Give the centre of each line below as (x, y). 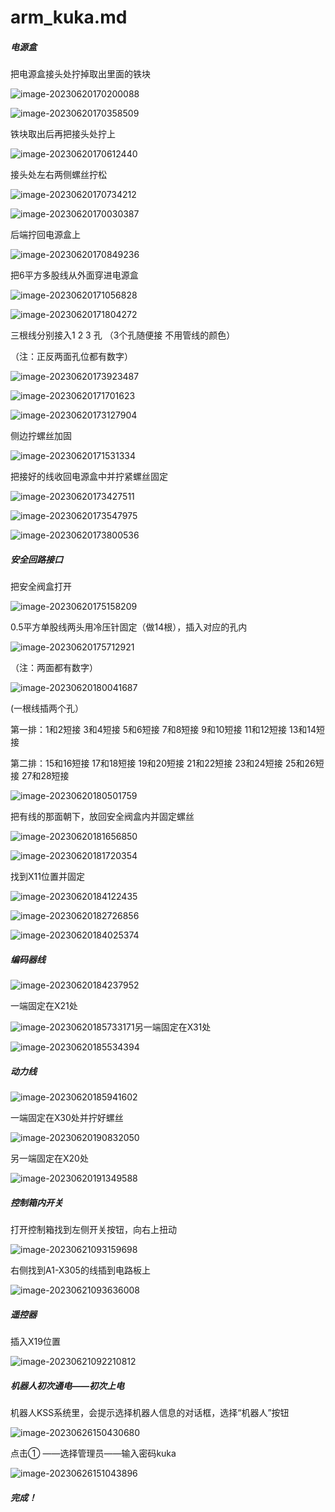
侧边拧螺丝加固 (41, 436)
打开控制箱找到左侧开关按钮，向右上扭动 (93, 1230)
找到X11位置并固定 (47, 877)
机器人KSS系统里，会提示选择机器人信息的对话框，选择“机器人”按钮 (150, 1412)
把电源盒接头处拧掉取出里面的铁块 (80, 74)
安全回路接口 (36, 559)
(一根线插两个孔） (47, 708)
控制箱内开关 (36, 1202)
